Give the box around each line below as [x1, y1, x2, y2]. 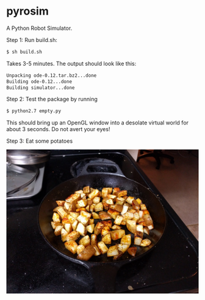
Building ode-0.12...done [6, 78, 72, 85]
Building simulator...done [6, 84, 75, 91]
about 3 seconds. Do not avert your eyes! [6, 125, 110, 132]
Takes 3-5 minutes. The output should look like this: [6, 60, 137, 67]
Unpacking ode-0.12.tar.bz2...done [6, 72, 97, 79]
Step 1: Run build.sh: [6, 36, 58, 43]
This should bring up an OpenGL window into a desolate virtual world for [6, 119, 189, 126]
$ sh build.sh [6, 49, 43, 55]
